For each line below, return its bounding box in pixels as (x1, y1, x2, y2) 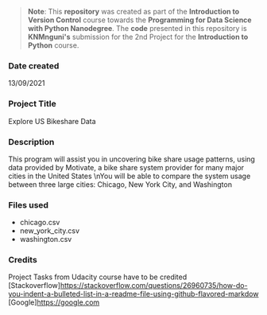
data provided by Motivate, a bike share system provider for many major (8, 162, 245, 172)
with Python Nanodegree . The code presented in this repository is (27, 24, 248, 33)
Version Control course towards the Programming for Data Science (27, 15, 252, 25)
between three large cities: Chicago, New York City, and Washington (8, 179, 233, 189)
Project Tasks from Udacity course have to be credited (8, 272, 188, 282)
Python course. (27, 41, 79, 50)
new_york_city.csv (19, 226, 80, 235)
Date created (8, 60, 60, 71)
